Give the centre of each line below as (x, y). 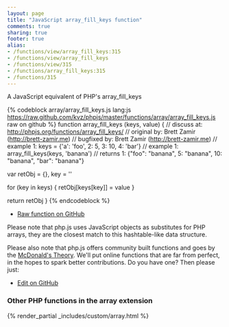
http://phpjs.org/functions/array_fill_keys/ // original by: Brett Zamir (101, 132)
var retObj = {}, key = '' (40, 174)
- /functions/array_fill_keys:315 (57, 71)
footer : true (26, 39)
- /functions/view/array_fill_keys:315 (64, 52)
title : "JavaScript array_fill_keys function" (75, 20)
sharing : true (27, 33)
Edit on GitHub (37, 283)
